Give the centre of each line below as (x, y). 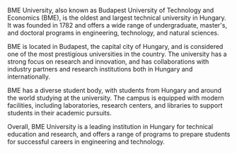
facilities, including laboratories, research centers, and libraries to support (115, 105)
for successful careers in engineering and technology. (86, 142)
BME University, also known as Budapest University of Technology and (111, 10)
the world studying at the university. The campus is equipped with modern (116, 98)
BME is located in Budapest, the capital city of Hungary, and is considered (115, 46)
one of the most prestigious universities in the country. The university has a (117, 54)
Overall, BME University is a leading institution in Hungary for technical (110, 126)
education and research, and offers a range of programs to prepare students (119, 134)
